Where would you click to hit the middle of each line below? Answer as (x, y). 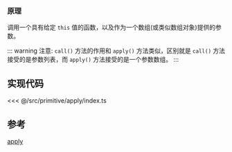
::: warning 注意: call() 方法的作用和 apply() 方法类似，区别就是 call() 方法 (116, 51)
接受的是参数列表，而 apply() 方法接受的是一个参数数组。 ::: (93, 60)
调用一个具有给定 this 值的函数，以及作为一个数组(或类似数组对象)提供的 (111, 27)
